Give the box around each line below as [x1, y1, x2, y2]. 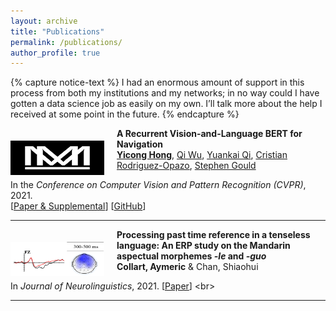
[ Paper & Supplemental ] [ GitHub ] [10, 200, 147, 212]
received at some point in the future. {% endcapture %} [10, 108, 240, 120]
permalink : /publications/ [10, 37, 123, 47]
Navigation [116, 138, 163, 150]
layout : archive [10, 16, 78, 26]
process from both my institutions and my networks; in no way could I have [10, 87, 320, 99]
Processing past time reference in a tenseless [116, 229, 311, 241]
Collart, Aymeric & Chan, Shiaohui [116, 261, 259, 273]
